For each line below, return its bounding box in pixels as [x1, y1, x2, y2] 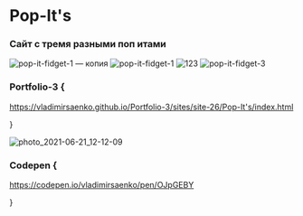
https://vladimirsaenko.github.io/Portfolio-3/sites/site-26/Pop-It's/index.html [9, 101, 294, 112]
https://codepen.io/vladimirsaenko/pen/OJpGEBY [9, 180, 194, 191]
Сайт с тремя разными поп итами [9, 38, 167, 51]
